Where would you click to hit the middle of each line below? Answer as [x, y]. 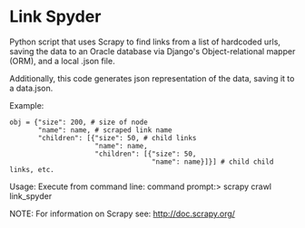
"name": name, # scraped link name [105, 130]
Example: [27, 105]
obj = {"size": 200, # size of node [79, 122]
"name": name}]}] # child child [212, 161]
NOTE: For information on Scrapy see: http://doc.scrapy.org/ [123, 214]
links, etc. [32, 169]
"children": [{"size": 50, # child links [117, 138]
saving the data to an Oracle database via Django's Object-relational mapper [152, 51]
